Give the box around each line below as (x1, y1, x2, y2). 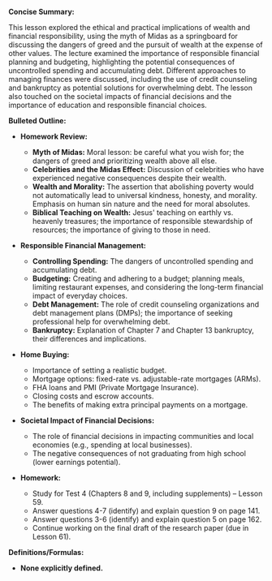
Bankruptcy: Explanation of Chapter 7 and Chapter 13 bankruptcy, (32, 325, 254, 335)
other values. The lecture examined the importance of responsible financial (8, 49, 260, 58)
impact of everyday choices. (32, 291, 128, 300)
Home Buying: (19, 350, 70, 359)
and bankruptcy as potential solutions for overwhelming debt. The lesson (8, 83, 253, 93)
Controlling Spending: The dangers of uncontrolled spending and (32, 256, 253, 266)
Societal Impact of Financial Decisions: (19, 415, 155, 425)
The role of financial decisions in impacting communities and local (32, 432, 254, 441)
